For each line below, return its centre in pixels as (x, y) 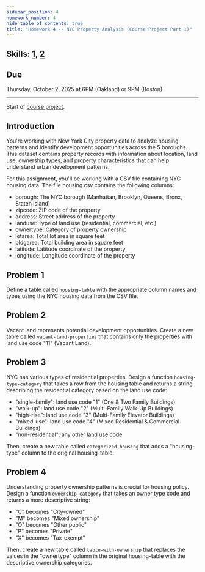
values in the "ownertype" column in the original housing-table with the (96, 556)
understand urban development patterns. (58, 167)
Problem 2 (26, 315)
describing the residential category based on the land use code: (87, 390)
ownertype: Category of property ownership (71, 229)
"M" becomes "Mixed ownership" (57, 518)
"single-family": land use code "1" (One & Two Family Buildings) (95, 402)
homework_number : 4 (31, 18)
